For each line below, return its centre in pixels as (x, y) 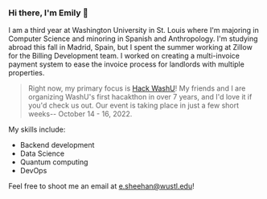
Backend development (57, 145)
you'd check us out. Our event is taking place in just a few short (133, 106)
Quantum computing (54, 162)
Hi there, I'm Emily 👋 (48, 13)
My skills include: (37, 130)
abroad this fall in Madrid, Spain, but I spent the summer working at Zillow (131, 47)
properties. (27, 73)
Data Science (42, 154)
